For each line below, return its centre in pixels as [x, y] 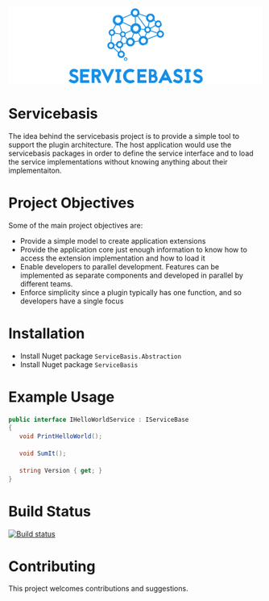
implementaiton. [35, 170]
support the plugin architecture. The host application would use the [120, 144]
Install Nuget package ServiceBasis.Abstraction [101, 356]
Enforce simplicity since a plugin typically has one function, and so [130, 292]
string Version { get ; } [61, 470]
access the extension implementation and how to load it [112, 258]
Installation [47, 333]
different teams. [46, 284]
